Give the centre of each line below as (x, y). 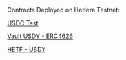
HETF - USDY (27, 49)
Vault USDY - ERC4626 (40, 36)
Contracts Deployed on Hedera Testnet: (64, 10)
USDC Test (23, 23)
